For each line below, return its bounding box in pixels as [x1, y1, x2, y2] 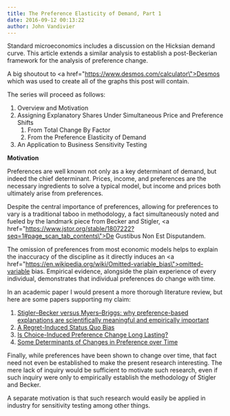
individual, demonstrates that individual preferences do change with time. [7, 275, 216, 283]
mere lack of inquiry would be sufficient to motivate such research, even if [7, 366, 218, 375]
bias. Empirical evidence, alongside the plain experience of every [31, 267, 217, 276]
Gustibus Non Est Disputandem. [115, 232, 207, 240]
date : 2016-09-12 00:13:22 [7, 17, 85, 23]
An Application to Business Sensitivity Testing [17, 141, 147, 149]
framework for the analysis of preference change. [7, 57, 148, 65]
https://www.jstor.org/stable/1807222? [25, 225, 135, 233]
